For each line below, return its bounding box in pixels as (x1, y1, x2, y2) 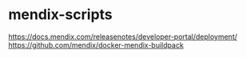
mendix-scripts (8, 6, 113, 24)
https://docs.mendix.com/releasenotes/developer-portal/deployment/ (8, 32, 238, 41)
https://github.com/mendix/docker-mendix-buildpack (8, 40, 184, 49)
